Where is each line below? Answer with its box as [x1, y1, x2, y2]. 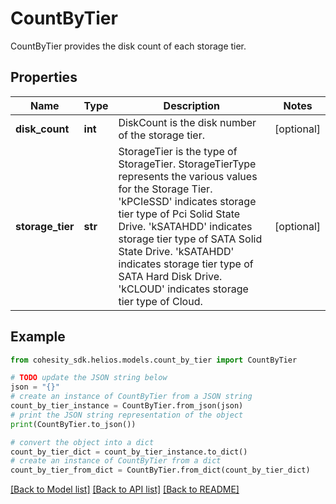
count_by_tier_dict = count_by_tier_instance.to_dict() [10, 447, 248, 457]
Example [10, 328, 66, 346]
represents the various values [118, 169, 258, 183]
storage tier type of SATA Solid [118, 232, 263, 246]
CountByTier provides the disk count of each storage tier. [10, 40, 247, 52]
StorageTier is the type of [118, 144, 238, 158]
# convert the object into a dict [10, 437, 155, 447]
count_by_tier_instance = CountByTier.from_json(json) [10, 401, 244, 411]
